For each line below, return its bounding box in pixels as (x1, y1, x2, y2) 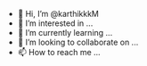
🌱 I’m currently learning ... (17, 28, 113, 37)
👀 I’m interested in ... (17, 18, 94, 29)
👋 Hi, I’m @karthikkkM (17, 9, 100, 19)
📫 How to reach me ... (17, 47, 101, 57)
